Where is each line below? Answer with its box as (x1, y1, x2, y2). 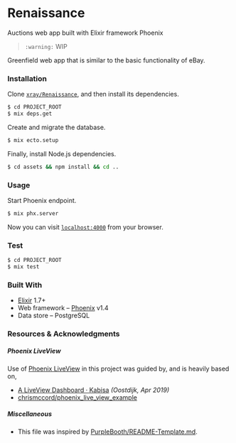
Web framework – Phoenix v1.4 (17, 304, 109, 312)
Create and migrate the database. (7, 123, 106, 131)
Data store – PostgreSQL (17, 311, 90, 320)
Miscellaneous (7, 410, 52, 418)
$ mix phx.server (7, 210, 59, 217)
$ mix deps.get (7, 110, 53, 118)
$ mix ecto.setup (7, 136, 59, 143)
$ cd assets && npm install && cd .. (7, 163, 119, 170)
